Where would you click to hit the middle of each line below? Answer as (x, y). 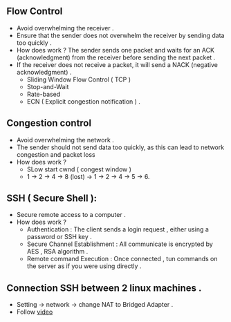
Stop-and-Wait (48, 86)
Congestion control (49, 123)
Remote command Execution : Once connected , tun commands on (122, 259)
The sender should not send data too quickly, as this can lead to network (120, 147)
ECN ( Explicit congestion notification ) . (84, 101)
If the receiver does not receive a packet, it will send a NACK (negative (117, 64)
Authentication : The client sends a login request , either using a (118, 229)
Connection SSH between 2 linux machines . (104, 288)
